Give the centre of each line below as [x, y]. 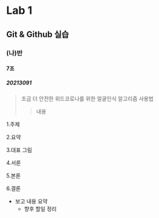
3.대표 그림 [19, 150]
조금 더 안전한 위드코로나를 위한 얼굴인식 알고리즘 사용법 [87, 99]
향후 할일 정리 [40, 209]
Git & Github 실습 [38, 34]
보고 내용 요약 [31, 201]
